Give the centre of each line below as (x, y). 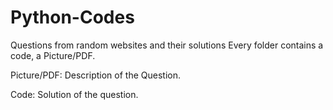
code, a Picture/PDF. (53, 55)
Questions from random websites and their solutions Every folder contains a (167, 45)
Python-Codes (72, 17)
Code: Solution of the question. (74, 94)
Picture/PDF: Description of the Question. (95, 75)
